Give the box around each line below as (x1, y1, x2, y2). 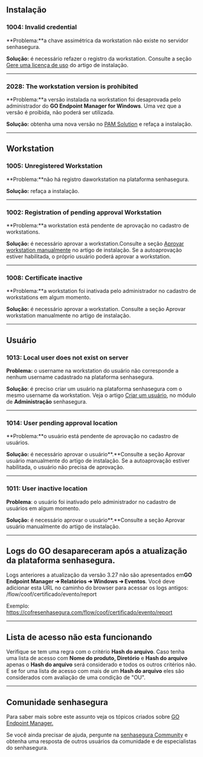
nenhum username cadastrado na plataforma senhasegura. (6, 373, 154, 381)
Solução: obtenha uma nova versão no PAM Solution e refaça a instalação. (6, 120, 193, 128)
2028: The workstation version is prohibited (6, 82, 138, 90)
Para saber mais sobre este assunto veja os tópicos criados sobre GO (6, 713, 180, 720)
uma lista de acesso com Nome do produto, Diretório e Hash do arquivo (6, 655, 188, 662)
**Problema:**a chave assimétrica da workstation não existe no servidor (6, 36, 188, 44)
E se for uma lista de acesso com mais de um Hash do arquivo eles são (6, 667, 184, 675)
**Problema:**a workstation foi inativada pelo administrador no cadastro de (6, 287, 196, 295)
